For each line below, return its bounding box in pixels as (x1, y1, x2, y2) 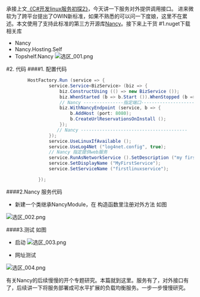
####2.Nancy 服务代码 (6, 188, 62, 195)
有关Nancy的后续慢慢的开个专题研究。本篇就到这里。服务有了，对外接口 (6, 276, 184, 284)
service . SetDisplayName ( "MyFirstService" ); (48, 160, 161, 167)
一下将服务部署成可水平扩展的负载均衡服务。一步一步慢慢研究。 (32, 284, 189, 291)
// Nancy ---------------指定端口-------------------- (59, 99, 195, 105)
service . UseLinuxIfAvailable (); (48, 138, 132, 144)
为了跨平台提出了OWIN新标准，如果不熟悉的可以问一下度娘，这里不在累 (11, 12, 187, 20)
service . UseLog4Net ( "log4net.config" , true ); (48, 143, 167, 150)
